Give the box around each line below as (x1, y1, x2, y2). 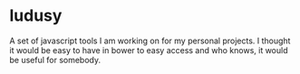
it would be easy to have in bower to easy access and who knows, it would (9, 44, 288, 55)
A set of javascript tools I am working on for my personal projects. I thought (9, 35, 291, 46)
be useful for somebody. (9, 54, 102, 65)
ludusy (9, 5, 63, 26)
